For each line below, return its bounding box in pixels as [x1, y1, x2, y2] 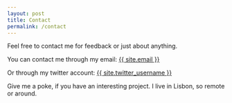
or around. [7, 89, 37, 97]
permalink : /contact [7, 23, 67, 30]
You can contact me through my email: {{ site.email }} [7, 55, 160, 64]
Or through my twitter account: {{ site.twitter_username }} [7, 68, 172, 77]
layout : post [7, 10, 45, 17]
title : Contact [7, 17, 51, 24]
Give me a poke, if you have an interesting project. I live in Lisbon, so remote [7, 82, 225, 91]
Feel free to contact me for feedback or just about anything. [7, 42, 178, 50]
